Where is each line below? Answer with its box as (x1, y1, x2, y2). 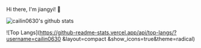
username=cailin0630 (6, 35, 62, 42)
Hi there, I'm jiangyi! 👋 (6, 6, 61, 13)
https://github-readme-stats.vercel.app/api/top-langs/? (39, 29, 177, 36)
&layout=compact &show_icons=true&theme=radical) (62, 35, 195, 42)
